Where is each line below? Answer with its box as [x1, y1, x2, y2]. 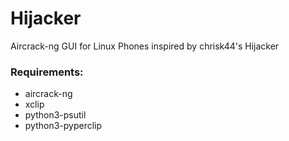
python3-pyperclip [24, 120, 103, 132]
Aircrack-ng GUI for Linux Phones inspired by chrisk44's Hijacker [10, 40, 280, 52]
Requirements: [10, 65, 84, 79]
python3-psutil [24, 109, 87, 121]
